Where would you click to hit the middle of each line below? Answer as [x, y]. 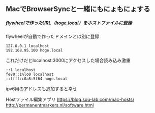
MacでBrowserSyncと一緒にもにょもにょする [78, 9]
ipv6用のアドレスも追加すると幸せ [42, 89]
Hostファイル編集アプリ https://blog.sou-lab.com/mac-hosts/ [70, 99]
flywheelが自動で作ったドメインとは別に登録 [53, 36]
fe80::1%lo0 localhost [30, 75]
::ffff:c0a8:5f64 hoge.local [37, 79]
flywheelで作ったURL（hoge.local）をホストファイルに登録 [69, 23]
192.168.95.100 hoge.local [34, 50]
